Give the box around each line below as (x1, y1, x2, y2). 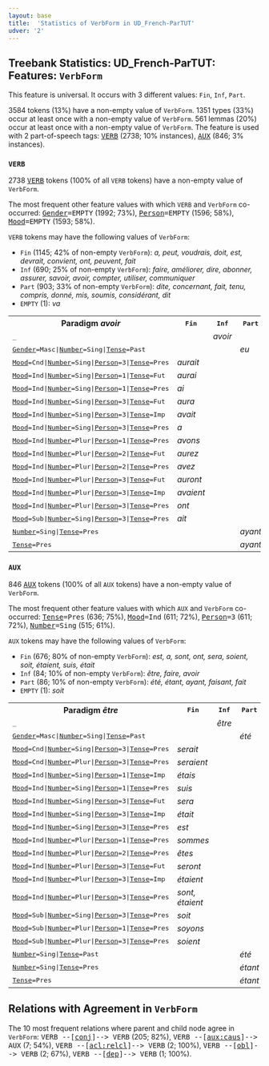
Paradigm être (62, 704, 118, 715)
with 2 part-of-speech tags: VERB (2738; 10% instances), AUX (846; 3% (8, 131, 244, 141)
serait (177, 743, 199, 754)
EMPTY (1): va (19, 299, 61, 308)
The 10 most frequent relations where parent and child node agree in (8, 1023, 235, 1033)
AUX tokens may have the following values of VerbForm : (8, 636, 187, 646)
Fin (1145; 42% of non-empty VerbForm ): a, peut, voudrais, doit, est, (19, 247, 243, 257)
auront (177, 474, 203, 485)
